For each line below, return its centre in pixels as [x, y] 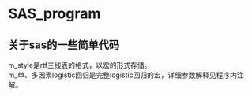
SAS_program [55, 14]
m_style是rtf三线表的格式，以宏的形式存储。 [80, 65]
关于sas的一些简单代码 [64, 45]
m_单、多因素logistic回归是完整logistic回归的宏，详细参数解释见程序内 [122, 75]
